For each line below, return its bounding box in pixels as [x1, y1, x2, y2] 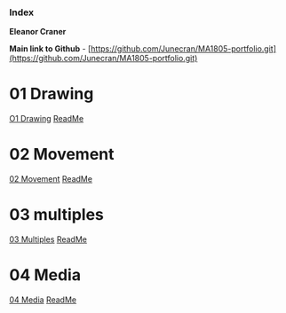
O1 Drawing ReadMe [9, 113, 84, 124]
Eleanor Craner [9, 27, 67, 37]
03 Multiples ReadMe [9, 234, 87, 245]
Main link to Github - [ [9, 43, 91, 54]
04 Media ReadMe [9, 294, 77, 305]
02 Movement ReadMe [9, 174, 93, 184]
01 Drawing [9, 84, 94, 104]
